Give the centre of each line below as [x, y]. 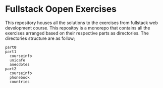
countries [20, 82]
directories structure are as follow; [40, 38]
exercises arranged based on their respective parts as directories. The [77, 33]
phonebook [20, 77]
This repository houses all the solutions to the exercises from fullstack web [81, 23]
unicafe [18, 60]
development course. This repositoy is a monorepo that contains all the [78, 28]
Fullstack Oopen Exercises [61, 9]
